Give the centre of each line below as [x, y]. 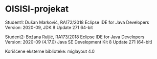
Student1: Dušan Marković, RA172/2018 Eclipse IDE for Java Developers [77, 22]
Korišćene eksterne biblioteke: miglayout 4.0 [50, 51]
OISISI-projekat [37, 9]
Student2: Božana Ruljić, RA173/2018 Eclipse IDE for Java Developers [75, 37]
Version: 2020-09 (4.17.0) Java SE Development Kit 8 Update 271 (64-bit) [79, 42]
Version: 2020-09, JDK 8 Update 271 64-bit [49, 27]
